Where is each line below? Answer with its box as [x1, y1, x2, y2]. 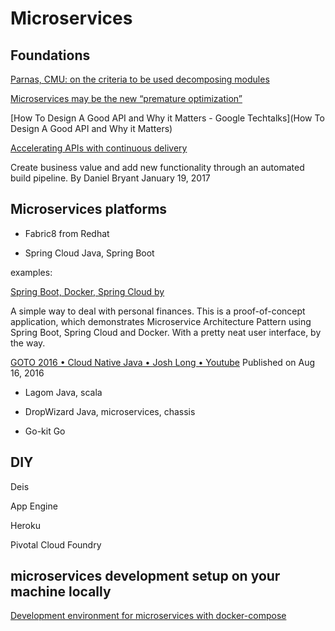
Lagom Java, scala [24, 386, 103, 398]
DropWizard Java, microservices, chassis [24, 405, 196, 417]
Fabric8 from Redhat [24, 227, 110, 239]
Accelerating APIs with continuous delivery [10, 142, 188, 154]
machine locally [10, 583, 112, 601]
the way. [10, 337, 46, 349]
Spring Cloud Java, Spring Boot [24, 247, 155, 259]
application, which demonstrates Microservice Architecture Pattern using [10, 315, 312, 327]
